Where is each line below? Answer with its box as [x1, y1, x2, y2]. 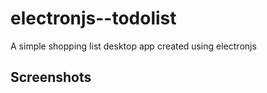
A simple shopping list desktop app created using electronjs [10, 40, 257, 52]
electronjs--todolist [10, 7, 177, 30]
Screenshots [10, 69, 92, 86]
